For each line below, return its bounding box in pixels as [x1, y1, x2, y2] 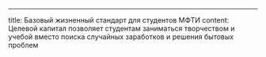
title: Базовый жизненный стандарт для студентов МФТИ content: [8, 16, 230, 24]
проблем [8, 41, 39, 49]
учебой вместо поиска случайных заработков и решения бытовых [8, 32, 234, 41]
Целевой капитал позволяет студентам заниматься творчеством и [8, 24, 235, 33]
